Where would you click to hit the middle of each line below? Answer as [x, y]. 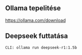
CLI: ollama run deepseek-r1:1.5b [41, 47]
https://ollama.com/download [35, 20]
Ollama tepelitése [33, 8]
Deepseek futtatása [37, 36]
